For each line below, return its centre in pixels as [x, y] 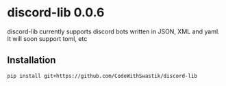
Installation [32, 60]
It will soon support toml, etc [47, 38]
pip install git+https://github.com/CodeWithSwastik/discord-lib [102, 76]
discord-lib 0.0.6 [56, 13]
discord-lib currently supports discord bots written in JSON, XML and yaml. [114, 31]
